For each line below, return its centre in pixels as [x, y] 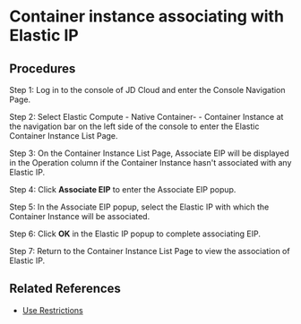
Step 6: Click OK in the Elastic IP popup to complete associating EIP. [135, 234]
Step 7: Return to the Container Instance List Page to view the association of [150, 251]
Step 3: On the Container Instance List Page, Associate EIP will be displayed [149, 153]
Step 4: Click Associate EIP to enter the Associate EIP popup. [123, 189]
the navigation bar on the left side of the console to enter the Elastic [134, 126]
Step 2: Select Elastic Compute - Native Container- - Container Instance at [146, 117]
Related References [65, 289]
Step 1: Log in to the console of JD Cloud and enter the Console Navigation [147, 90]
